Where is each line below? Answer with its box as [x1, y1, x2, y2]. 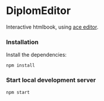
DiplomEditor [6, 4, 71, 18]
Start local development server [6, 76, 96, 84]
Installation [6, 38, 39, 46]
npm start [6, 89, 30, 95]
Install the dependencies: [6, 51, 67, 58]
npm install [6, 62, 35, 68]
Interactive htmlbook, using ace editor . [6, 23, 99, 30]
